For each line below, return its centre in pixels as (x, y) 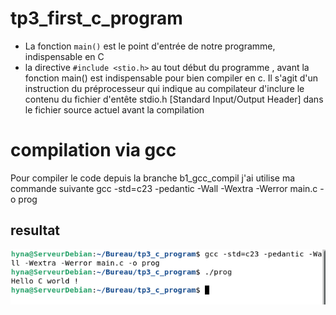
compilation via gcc (93, 150)
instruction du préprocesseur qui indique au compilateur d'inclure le (164, 88)
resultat (35, 230)
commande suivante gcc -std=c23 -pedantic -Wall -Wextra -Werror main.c (164, 188)
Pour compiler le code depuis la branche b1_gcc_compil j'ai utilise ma (153, 178)
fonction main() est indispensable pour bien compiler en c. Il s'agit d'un (171, 78)
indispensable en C (64, 56)
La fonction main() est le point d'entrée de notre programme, (150, 46)
